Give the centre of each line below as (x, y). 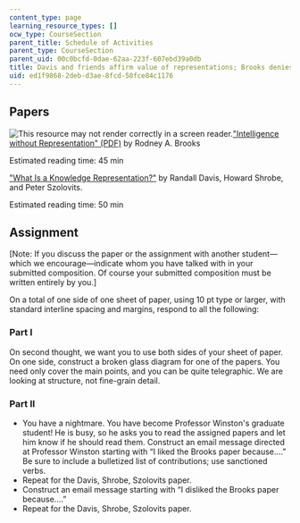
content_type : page (46, 17)
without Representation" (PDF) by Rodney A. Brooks (105, 143)
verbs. (34, 470)
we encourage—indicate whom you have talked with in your (143, 264)
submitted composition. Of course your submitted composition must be (141, 273)
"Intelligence (256, 133)
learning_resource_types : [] (63, 26)
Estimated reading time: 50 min (67, 204)
